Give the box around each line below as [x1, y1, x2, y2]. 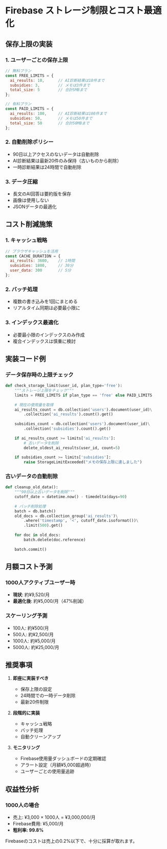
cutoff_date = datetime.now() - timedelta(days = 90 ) [14, 494, 127, 500]
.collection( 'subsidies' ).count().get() [24, 426, 111, 432]
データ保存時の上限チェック [5, 371, 74, 378]
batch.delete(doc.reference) [24, 537, 86, 542]
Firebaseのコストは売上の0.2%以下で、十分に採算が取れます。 [5, 838, 137, 844]
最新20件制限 [20, 699, 49, 705]
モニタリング [12, 745, 40, 751]
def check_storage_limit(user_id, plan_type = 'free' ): [5, 383, 123, 389]
